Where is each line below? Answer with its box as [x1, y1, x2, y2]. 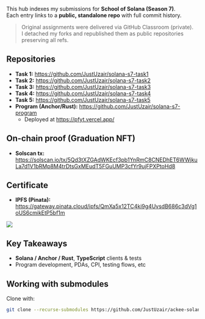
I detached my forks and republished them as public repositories [21, 30, 184, 37]
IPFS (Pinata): [15, 196, 51, 204]
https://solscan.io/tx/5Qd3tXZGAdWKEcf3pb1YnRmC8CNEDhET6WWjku [15, 156, 198, 163]
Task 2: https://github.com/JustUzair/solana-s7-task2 [15, 76, 151, 84]
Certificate [6, 180, 49, 191]
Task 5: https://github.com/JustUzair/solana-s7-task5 [15, 96, 151, 103]
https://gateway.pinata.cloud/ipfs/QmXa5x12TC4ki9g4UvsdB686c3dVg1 [15, 203, 197, 210]
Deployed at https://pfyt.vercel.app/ [24, 115, 115, 123]
